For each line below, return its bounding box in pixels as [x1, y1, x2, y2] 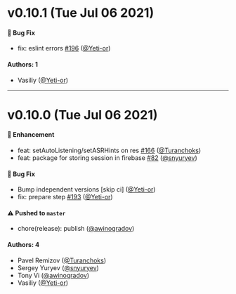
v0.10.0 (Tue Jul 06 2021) [7, 107, 158, 123]
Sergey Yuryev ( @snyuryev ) [17, 263, 100, 272]
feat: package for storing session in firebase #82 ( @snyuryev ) [17, 153, 198, 162]
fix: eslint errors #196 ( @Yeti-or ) [17, 44, 111, 53]
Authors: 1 [7, 60, 39, 68]
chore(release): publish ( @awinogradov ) [17, 225, 135, 233]
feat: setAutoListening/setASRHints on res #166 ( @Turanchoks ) [17, 146, 202, 154]
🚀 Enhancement [7, 131, 55, 139]
